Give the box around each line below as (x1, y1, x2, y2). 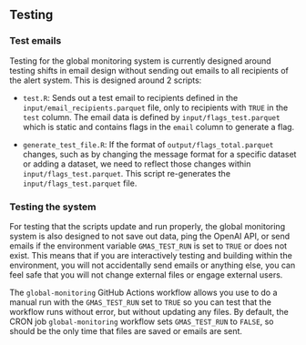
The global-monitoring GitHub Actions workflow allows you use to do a (9, 287, 278, 298)
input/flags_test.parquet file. (22, 178, 138, 188)
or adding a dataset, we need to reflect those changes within (22, 158, 251, 169)
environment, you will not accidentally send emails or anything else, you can (9, 259, 296, 270)
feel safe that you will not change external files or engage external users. (9, 269, 283, 280)
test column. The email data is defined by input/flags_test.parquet (22, 111, 280, 122)
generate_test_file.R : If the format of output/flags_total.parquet (22, 138, 274, 149)
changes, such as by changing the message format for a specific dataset (22, 148, 297, 159)
